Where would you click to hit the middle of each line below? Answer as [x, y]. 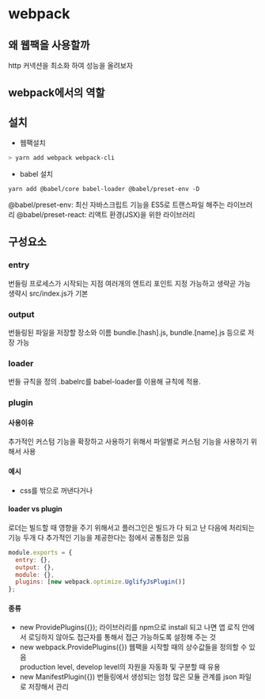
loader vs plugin [36, 509]
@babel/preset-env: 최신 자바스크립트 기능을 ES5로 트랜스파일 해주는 [117, 205]
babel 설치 [36, 174]
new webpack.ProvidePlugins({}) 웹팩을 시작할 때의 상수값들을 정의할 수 [133, 647]
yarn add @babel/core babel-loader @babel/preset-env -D [104, 189]
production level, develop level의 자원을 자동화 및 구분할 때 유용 [120, 667]
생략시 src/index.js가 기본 [48, 293]
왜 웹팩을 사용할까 [49, 45]
